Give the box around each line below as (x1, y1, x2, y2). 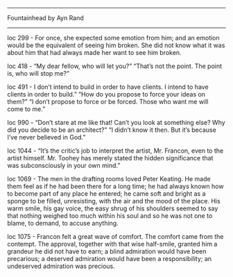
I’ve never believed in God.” (7, 133, 86, 141)
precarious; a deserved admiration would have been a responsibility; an (7, 255, 212, 262)
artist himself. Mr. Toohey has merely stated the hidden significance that (7, 154, 214, 162)
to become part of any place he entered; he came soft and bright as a (7, 190, 206, 198)
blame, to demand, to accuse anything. (7, 219, 119, 227)
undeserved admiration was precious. (7, 262, 116, 270)
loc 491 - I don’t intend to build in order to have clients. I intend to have (7, 83, 209, 91)
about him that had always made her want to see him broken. (7, 49, 182, 56)
